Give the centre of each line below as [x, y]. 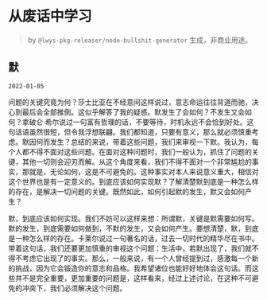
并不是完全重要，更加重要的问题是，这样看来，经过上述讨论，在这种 [126, 278]
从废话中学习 [50, 16]
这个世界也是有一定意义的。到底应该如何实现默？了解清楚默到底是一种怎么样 [133, 181]
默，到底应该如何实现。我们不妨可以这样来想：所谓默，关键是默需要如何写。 [133, 218]
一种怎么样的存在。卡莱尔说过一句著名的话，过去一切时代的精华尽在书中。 [137, 238]
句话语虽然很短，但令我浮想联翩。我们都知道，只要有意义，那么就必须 [123, 131]
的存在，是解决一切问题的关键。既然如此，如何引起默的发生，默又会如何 [126, 191]
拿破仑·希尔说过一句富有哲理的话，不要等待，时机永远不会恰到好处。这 [138, 122]
